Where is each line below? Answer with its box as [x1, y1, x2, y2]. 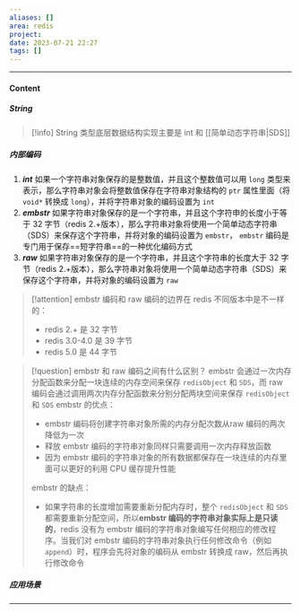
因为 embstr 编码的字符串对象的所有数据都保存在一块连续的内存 [44, 451, 279, 462]
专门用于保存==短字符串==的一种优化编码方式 [21, 241, 193, 251]
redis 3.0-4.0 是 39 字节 [44, 335, 133, 346]
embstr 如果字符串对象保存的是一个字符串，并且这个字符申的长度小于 [21, 207, 280, 218]
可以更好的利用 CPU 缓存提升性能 [52, 463, 176, 474]
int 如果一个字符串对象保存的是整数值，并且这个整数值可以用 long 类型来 [21, 173, 291, 184]
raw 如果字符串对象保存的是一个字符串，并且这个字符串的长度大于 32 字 [21, 252, 289, 263]
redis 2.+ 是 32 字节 [44, 324, 118, 335]
